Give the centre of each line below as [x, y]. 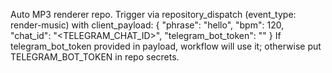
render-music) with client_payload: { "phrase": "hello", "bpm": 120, [147, 25]
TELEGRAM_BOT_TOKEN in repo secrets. [95, 57]
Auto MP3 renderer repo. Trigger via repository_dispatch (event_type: [153, 14]
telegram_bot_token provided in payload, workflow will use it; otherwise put [166, 46]
